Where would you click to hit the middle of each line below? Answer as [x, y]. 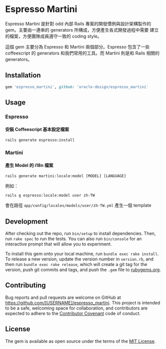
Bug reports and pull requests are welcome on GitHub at [63, 297]
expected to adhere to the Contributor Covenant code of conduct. [73, 313]
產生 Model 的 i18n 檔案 [29, 165]
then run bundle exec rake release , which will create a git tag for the [76, 264]
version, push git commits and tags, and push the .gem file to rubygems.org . [83, 270]
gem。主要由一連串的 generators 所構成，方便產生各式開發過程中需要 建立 [82, 30]
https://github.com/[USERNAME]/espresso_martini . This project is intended [83, 302]
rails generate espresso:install [40, 140]
